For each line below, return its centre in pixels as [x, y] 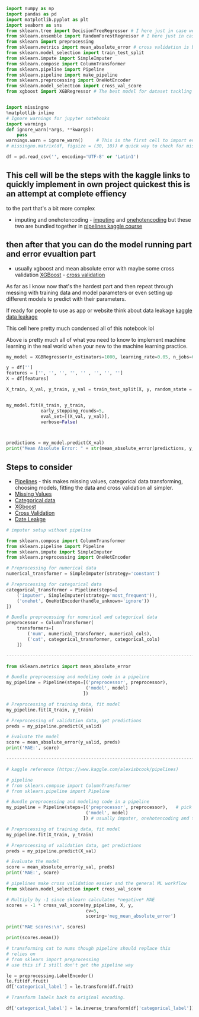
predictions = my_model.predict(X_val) [55, 443]
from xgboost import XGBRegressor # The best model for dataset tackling [99, 92]
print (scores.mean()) [33, 938]
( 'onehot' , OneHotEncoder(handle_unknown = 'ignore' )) [83, 601]
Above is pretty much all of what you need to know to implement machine [96, 339]
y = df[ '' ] [20, 368]
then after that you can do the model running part [99, 245]
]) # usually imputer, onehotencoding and [136, 818]
